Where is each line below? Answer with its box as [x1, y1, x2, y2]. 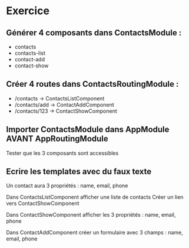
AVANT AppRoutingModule [6, 134, 109, 144]
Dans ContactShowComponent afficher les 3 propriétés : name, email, [6, 211, 176, 218]
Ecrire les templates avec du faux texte [6, 167, 152, 177]
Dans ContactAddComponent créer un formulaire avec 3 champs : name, [6, 229, 184, 236]
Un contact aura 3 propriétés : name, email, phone [6, 182, 128, 190]
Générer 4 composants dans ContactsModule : [6, 28, 182, 38]
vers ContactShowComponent [6, 200, 79, 207]
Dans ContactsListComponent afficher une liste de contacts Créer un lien [6, 194, 184, 201]
